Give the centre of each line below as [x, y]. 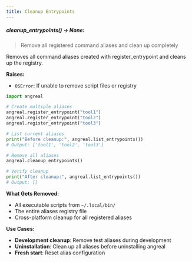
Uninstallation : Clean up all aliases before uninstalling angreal [90, 246]
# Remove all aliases [33, 155]
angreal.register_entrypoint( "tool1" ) [54, 112]
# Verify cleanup [27, 172]
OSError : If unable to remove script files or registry [76, 85]
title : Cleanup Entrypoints [41, 11]
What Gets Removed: [33, 193]
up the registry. [24, 63]
